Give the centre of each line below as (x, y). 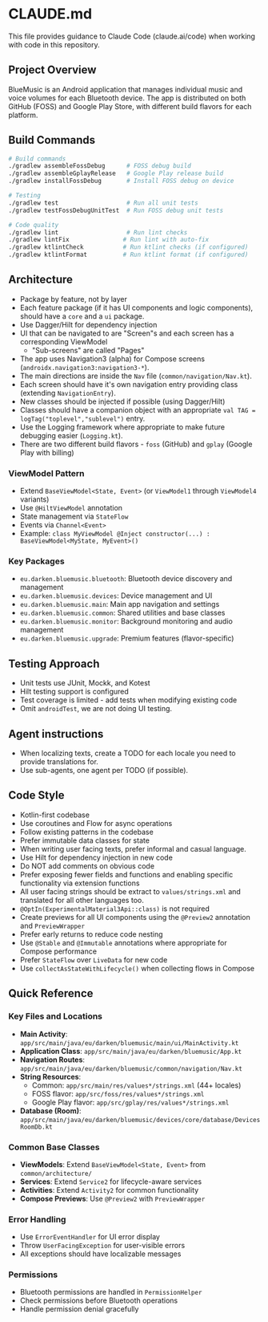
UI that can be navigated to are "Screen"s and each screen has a (127, 333)
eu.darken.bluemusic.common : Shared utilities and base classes (122, 613)
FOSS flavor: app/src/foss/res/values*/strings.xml (118, 1093)
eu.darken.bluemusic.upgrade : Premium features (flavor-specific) (127, 638)
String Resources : (50, 1076)
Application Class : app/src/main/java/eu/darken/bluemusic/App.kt (131, 1051)
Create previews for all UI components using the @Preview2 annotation (135, 917)
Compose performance (58, 951)
